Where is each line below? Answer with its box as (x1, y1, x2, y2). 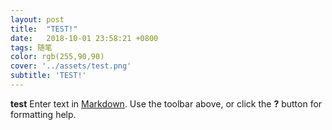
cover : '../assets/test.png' (10, 61, 132, 71)
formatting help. (10, 108, 77, 120)
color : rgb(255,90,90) (10, 52, 105, 62)
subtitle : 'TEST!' (10, 71, 87, 81)
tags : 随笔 (10, 42, 53, 53)
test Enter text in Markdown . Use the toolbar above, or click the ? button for (10, 97, 323, 110)
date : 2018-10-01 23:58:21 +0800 (10, 33, 159, 43)
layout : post (10, 14, 65, 25)
